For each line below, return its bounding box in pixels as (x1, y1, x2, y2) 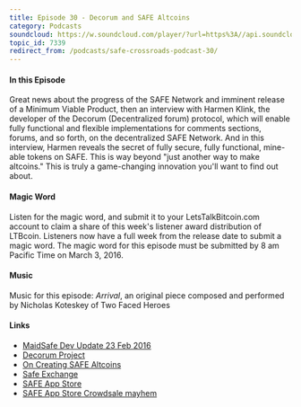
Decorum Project (21, 349, 85, 360)
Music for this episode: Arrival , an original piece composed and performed (9, 289, 285, 301)
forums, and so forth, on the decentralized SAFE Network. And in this (9, 132, 264, 144)
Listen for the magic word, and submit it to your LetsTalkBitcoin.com (9, 211, 260, 222)
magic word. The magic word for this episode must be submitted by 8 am (9, 240, 279, 251)
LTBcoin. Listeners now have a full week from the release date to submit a (9, 230, 282, 241)
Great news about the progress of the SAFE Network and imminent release (9, 94, 285, 105)
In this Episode (9, 74, 65, 85)
